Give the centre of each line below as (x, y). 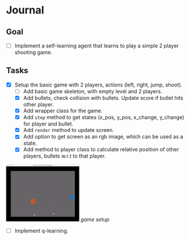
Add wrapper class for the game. (63, 111)
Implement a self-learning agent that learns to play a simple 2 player (97, 46)
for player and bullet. (48, 124)
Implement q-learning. (41, 231)
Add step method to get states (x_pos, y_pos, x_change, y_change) (104, 117)
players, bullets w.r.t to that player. (65, 156)
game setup (95, 220)
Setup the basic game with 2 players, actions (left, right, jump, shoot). (99, 85)
